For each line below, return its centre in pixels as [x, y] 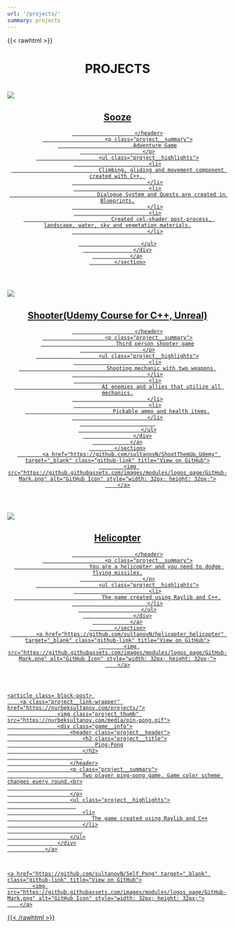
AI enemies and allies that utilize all [162, 387]
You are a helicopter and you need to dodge [155, 566]
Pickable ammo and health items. [162, 411]
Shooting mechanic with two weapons [159, 369]
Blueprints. [117, 201]
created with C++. [116, 176]
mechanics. [117, 393]
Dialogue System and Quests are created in [161, 195]
